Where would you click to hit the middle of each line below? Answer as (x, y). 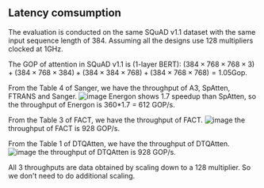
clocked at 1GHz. (36, 49)
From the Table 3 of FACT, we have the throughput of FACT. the (127, 120)
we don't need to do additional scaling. (72, 175)
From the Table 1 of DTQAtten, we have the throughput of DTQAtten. (119, 143)
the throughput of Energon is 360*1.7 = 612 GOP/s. (92, 104)
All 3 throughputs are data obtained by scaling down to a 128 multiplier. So (130, 167)
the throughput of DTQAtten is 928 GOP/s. (107, 152)
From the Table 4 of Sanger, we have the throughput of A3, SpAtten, (119, 88)
